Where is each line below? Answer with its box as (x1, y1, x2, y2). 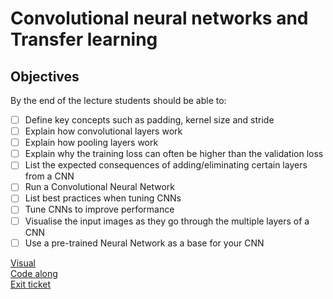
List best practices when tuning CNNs (24, 192, 182, 204)
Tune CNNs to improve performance (24, 203, 175, 216)
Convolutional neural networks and (10, 7, 309, 30)
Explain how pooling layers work (24, 137, 159, 149)
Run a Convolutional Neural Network (24, 181, 175, 193)
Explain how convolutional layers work (24, 125, 183, 137)
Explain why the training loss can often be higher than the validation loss (24, 148, 324, 160)
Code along (10, 267, 58, 279)
